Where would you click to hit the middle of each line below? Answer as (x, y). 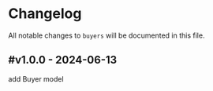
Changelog (45, 14)
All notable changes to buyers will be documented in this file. (106, 35)
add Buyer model (36, 78)
